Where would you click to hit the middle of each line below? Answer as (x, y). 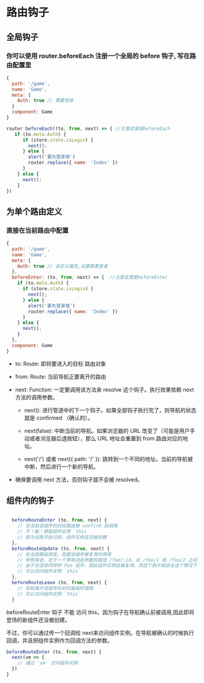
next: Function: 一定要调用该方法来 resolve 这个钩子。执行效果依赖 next (104, 389)
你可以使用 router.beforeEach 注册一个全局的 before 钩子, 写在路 (101, 55)
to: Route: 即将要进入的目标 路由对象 (60, 363)
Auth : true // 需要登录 (46, 101)
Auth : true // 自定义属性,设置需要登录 (63, 266)
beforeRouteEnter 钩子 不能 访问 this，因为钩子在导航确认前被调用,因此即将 (100, 612)
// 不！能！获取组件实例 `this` (53, 532)
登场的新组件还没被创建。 (38, 620)
